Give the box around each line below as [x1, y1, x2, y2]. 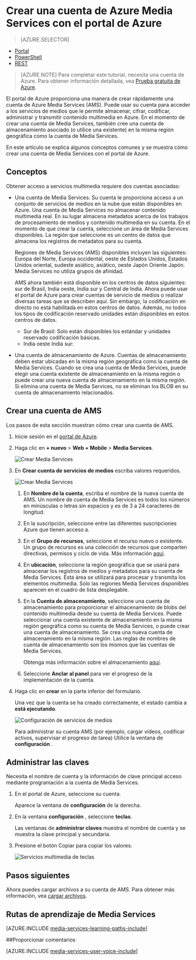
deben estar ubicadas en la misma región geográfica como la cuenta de [14, 358, 188, 365]
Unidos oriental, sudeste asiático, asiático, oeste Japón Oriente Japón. [14, 261, 185, 268]
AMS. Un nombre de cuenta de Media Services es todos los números [23, 496, 190, 503]
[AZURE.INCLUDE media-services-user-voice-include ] [6, 948, 138, 954]
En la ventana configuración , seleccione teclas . [14, 813, 133, 820]
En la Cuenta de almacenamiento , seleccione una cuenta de [23, 597, 170, 605]
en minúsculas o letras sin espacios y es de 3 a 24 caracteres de [23, 502, 180, 509]
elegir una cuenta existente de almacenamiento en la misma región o [14, 370, 180, 377]
